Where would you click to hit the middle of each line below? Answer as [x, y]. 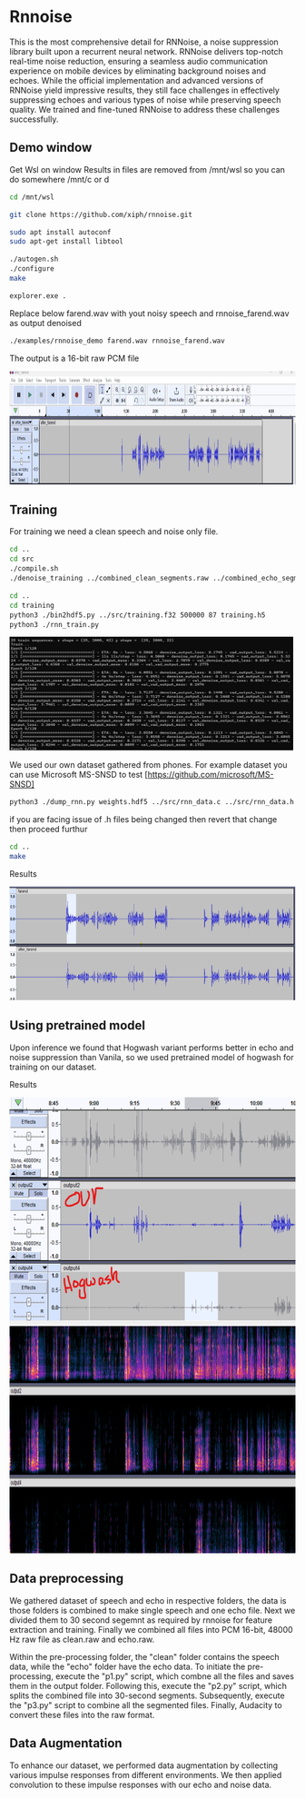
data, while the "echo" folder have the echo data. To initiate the [128, 1666]
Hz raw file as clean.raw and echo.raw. [82, 1639]
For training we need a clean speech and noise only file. [114, 532]
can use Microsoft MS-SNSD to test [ [79, 775]
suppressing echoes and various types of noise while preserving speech [145, 99]
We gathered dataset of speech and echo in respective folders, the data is [148, 1600]
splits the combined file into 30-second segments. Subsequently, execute [147, 1695]
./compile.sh [34, 569]
